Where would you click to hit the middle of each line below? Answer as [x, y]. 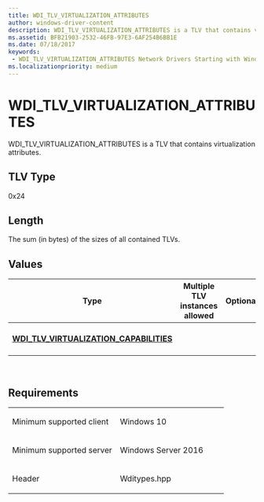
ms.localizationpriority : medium [63, 67]
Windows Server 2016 [162, 450]
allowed [199, 316]
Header [26, 478]
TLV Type [32, 177]
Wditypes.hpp [145, 478]
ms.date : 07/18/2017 [42, 45]
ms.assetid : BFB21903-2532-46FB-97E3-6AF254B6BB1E [93, 37]
